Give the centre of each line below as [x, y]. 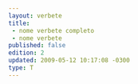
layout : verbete [35, 16]
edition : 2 [26, 53]
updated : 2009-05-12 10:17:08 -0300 [69, 61]
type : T [21, 68]
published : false [37, 46]
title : [19, 23]
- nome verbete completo [53, 30]
